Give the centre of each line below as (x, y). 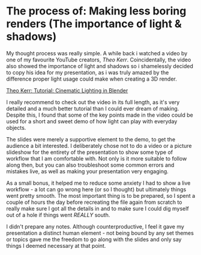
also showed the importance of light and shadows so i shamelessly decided (100, 66)
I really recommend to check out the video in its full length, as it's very (93, 102)
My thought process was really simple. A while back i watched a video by (97, 53)
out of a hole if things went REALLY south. (58, 215)
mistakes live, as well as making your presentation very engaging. (88, 171)
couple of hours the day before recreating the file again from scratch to (94, 202)
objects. (16, 127)
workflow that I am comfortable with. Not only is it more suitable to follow (97, 158)
